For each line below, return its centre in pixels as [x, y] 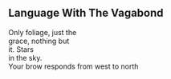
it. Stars [21, 49]
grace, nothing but [39, 41]
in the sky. [25, 57]
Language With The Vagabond [86, 13]
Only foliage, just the [43, 32]
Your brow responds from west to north [73, 66]
